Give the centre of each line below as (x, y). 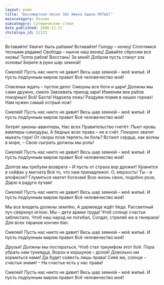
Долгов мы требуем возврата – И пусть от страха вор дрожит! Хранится (82, 167)
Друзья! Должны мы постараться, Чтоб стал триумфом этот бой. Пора (80, 247)
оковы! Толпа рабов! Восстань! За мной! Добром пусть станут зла (75, 57)
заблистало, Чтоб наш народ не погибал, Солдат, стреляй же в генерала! (82, 217)
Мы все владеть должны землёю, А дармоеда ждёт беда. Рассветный (79, 207)
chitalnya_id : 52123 (26, 33)
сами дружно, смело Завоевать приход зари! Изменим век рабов (74, 92)
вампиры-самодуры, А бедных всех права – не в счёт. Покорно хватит (80, 132)
